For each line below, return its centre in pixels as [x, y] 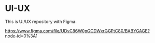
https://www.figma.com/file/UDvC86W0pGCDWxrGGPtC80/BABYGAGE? [77, 31]
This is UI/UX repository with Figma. [41, 21]
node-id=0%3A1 [21, 36]
